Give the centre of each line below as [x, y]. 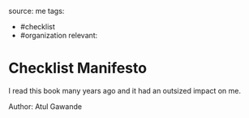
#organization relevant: [59, 35]
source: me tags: [36, 11]
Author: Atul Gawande [45, 106]
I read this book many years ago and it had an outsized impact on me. [125, 90]
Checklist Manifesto [78, 68]
